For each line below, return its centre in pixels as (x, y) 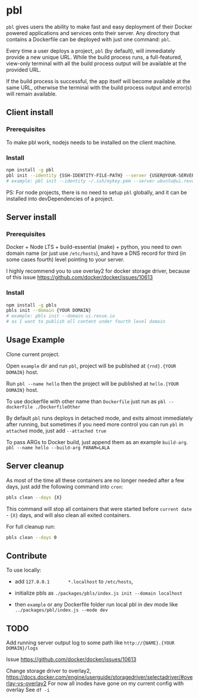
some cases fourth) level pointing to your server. (65, 260)
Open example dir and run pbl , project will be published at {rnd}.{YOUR (91, 366)
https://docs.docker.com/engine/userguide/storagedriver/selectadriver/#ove (99, 677)
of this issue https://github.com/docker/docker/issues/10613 (79, 277)
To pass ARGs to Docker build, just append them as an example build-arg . (97, 442)
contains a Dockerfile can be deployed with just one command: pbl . (89, 39)
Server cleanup (35, 466)
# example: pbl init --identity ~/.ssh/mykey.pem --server (81, 181)
